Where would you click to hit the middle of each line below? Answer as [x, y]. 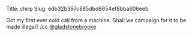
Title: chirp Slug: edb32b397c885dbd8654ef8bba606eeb [77, 9]
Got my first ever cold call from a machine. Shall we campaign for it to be [96, 20]
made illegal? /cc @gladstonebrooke [51, 27]
